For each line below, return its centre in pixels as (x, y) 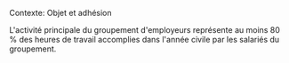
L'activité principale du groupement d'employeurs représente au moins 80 (144, 30)
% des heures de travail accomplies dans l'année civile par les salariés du (144, 39)
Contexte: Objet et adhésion (61, 13)
